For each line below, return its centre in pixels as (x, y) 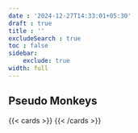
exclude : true (46, 61)
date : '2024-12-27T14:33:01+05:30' (70, 16)
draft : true (30, 23)
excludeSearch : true (45, 38)
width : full (28, 69)
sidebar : (23, 53)
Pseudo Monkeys (53, 101)
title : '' (27, 31)
